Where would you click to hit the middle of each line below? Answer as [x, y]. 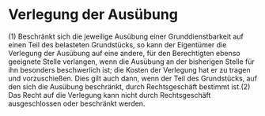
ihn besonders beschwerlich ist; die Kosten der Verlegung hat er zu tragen [129, 69]
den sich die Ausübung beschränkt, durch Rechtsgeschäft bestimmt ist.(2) [129, 86]
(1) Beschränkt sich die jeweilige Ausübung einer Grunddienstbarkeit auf [126, 36]
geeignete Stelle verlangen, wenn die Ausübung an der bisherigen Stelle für [132, 62]
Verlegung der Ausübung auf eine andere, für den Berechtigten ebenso [124, 53]
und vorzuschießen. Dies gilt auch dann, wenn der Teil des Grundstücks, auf [133, 78]
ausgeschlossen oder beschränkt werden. [77, 103]
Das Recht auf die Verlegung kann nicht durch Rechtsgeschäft [110, 95]
